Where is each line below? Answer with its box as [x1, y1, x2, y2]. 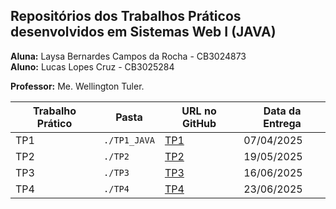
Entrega [263, 116, 302, 130]
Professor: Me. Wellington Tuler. [10, 80, 145, 92]
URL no [181, 104, 217, 118]
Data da [263, 104, 302, 118]
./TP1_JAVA [103, 134, 155, 146]
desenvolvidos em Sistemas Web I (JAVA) [10, 24, 277, 41]
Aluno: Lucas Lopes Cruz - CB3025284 [10, 60, 175, 73]
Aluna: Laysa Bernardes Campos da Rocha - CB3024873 [10, 50, 247, 62]
